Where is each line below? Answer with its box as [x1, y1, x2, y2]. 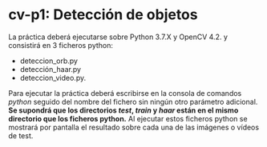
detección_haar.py [19, 64, 82, 73]
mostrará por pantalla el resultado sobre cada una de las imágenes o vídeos [8, 122, 259, 132]
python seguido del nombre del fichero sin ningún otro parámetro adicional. [8, 97, 258, 106]
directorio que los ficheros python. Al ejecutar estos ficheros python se [8, 113, 248, 123]
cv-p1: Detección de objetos [8, 6, 198, 24]
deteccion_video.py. [19, 73, 87, 82]
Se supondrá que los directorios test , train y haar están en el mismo [8, 105, 239, 115]
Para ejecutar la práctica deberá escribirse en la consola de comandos [8, 88, 242, 97]
